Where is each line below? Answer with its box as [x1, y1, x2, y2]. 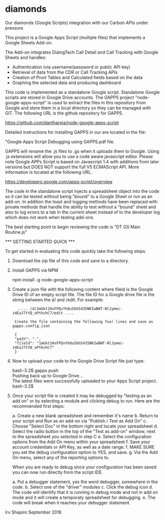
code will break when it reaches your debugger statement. [12, 499, 131, 505]
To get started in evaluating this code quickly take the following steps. [5, 248, 146, 254]
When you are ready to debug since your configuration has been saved [12, 464, 157, 470]
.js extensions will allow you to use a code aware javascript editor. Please [5, 153, 153, 159]
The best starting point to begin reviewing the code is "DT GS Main [5, 224, 141, 230]
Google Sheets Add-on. [5, 39, 53, 45]
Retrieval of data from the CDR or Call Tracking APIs [12, 69, 118, 75]
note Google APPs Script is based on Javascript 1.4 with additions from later [5, 158, 160, 164]
